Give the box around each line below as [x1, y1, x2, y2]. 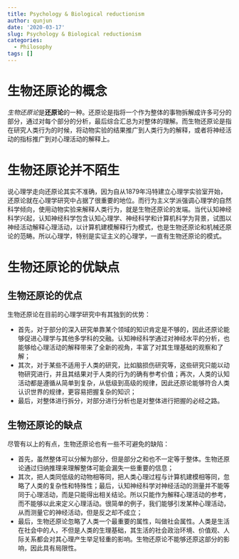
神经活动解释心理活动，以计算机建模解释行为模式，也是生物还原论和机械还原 [7, 222, 232, 231]
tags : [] [7, 51, 33, 58]
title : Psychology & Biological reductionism [7, 10, 144, 18]
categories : [7, 37, 43, 44]
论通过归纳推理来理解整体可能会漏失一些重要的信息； [17, 464, 174, 472]
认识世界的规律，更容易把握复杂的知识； [17, 387, 137, 396]
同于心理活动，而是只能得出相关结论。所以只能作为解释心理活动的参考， [17, 490, 230, 498]
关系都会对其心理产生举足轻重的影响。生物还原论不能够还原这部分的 [23, 535, 224, 543]
